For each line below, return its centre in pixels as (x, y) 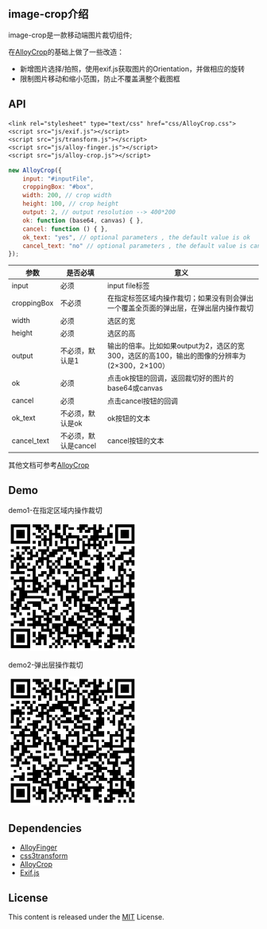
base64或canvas (135, 388)
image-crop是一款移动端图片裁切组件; (70, 35)
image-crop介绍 (48, 14)
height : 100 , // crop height (71, 204)
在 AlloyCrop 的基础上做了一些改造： (66, 52)
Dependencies (45, 828)
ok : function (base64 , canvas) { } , (83, 220)
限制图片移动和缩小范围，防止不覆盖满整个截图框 (100, 79)
